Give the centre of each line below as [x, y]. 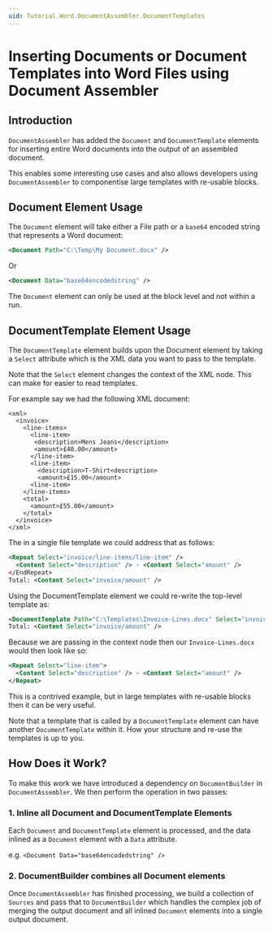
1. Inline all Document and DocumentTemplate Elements [120, 813]
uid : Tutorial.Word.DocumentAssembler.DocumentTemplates [107, 16]
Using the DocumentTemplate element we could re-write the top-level [125, 596]
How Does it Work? [58, 763]
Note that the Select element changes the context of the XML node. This [130, 374]
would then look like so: [48, 651]
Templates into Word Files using [119, 73]
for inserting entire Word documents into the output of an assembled [123, 149]
